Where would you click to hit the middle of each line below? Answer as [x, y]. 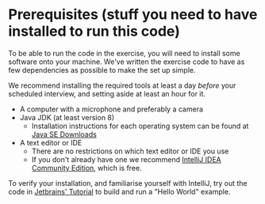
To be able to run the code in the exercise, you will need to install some [124, 53]
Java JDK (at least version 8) [67, 117]
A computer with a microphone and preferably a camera [111, 109]
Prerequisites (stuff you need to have [133, 15]
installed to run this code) [94, 31]
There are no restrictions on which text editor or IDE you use [130, 151]
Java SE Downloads [64, 134]
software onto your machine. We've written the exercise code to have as [127, 62]
